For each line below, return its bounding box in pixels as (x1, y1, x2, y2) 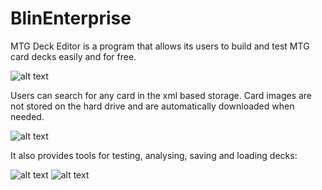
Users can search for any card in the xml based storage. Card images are (10, 89, 313, 101)
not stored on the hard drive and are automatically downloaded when (10, 100, 295, 112)
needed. (10, 110, 45, 122)
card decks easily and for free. (10, 50, 137, 62)
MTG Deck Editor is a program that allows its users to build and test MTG (10, 40, 310, 52)
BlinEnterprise (10, 7, 132, 30)
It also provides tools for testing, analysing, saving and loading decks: (10, 149, 298, 161)
